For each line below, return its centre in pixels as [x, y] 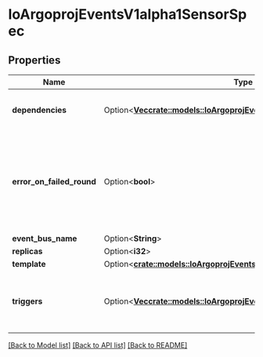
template [29, 264]
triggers [27, 301]
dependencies [40, 110]
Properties [34, 60]
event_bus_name [45, 239]
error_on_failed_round [54, 182]
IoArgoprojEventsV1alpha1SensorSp [128, 15]
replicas [27, 251]
